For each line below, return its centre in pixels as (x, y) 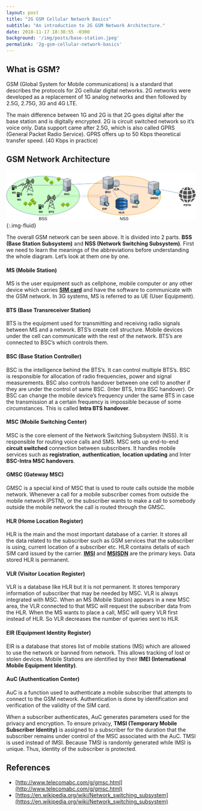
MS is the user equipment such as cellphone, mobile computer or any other (99, 283)
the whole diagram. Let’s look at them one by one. (68, 256)
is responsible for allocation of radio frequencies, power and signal (89, 376)
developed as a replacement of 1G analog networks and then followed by (96, 97)
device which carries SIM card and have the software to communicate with (99, 290)
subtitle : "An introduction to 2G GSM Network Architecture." (86, 25)
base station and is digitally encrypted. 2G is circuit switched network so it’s (100, 121)
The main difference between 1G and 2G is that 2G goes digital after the (95, 115)
